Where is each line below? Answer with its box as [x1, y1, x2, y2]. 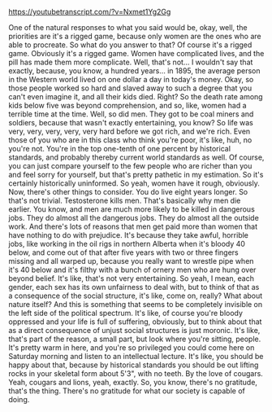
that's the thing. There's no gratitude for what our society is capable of [8, 386, 245, 396]
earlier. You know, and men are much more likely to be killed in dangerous [8, 204, 256, 214]
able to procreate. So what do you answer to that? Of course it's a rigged [8, 40, 253, 50]
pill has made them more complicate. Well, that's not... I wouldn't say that [8, 57, 253, 67]
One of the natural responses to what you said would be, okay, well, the [8, 23, 248, 32]
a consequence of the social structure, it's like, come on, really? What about [8, 291, 263, 300]
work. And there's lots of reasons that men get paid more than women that [8, 221, 258, 231]
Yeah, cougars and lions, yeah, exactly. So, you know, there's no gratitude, [8, 378, 258, 387]
